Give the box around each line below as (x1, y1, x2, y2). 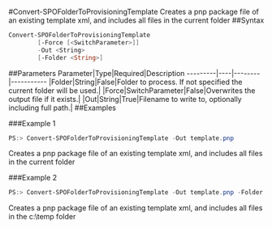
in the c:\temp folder (8, 212, 76, 222)
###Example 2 (8, 173, 58, 183)
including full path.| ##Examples (8, 103, 116, 112)
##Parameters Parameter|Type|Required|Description (8, 68, 185, 78)
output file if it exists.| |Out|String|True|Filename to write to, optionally (8, 94, 242, 104)
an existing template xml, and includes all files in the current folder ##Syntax (8, 15, 265, 25)
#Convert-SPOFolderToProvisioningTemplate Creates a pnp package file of (8, 7, 260, 16)
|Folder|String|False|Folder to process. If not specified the (48, 77, 243, 87)
